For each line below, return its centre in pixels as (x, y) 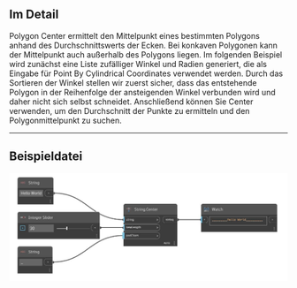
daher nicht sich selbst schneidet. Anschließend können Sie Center (131, 102)
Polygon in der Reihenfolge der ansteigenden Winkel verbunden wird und (142, 92)
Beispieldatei (46, 157)
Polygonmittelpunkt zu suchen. (65, 120)
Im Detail (34, 15)
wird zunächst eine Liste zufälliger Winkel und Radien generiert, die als (138, 64)
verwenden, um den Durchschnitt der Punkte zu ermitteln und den (129, 110)
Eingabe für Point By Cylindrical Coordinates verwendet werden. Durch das (146, 73)
